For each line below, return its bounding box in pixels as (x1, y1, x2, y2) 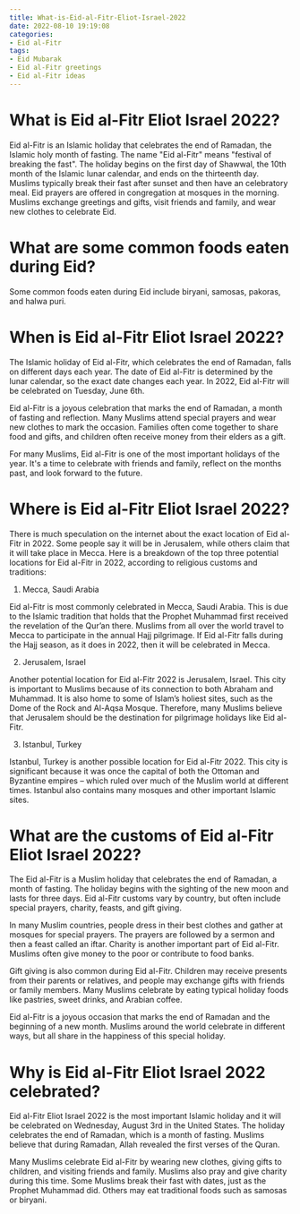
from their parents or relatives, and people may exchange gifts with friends (9, 975, 285, 986)
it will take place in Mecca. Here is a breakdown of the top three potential (9, 547, 279, 558)
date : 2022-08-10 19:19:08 (9, 21, 110, 30)
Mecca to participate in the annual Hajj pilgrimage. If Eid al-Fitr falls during (9, 629, 284, 640)
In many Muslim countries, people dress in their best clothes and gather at (9, 919, 284, 931)
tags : (9, 47, 30, 56)
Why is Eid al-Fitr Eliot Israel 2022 (9, 1062, 266, 1082)
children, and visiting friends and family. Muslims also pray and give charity (9, 1166, 287, 1177)
